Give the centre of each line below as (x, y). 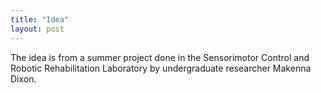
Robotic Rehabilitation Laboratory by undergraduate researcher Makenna (161, 68)
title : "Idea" (40, 19)
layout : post (37, 29)
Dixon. (23, 78)
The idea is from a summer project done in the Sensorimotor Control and (160, 57)
